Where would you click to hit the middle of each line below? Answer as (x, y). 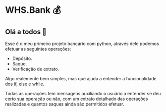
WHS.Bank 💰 (33, 10)
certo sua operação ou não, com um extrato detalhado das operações (77, 99)
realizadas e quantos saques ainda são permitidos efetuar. (65, 104)
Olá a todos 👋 (26, 31)
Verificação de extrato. (36, 69)
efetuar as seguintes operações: (38, 49)
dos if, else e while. (25, 84)
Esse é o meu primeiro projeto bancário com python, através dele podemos (82, 44)
